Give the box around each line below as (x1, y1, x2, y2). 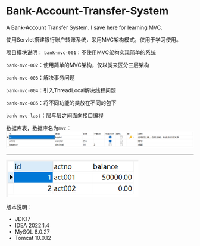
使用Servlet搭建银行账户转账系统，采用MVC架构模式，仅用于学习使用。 (6, 36, 182, 43)
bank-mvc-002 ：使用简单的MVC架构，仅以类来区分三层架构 (6, 61, 149, 68)
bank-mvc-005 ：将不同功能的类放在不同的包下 (6, 99, 117, 106)
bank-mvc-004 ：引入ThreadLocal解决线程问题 (6, 86, 116, 93)
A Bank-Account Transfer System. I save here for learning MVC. (6, 24, 162, 31)
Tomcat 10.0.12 (14, 235, 52, 242)
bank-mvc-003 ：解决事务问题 (6, 74, 75, 81)
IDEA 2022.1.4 (14, 222, 49, 229)
